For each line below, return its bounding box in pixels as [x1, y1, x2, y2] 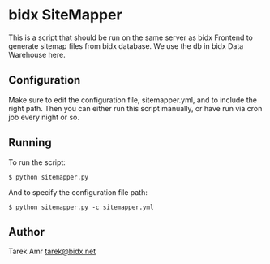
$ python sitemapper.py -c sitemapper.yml [8, 203, 154, 211]
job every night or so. [8, 112, 79, 122]
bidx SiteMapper [8, 6, 123, 24]
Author [8, 225, 45, 239]
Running [8, 136, 53, 149]
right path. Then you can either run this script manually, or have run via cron [8, 103, 263, 113]
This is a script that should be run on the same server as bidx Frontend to [8, 32, 254, 42]
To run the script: [8, 157, 66, 167]
